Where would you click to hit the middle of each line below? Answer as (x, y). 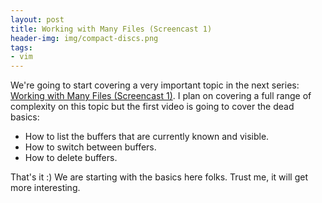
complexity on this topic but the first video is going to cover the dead (152, 107)
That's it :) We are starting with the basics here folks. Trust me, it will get (159, 177)
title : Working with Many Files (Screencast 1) (111, 29)
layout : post (37, 19)
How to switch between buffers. (90, 147)
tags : (21, 47)
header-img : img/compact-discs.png (84, 38)
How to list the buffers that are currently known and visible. (147, 137)
